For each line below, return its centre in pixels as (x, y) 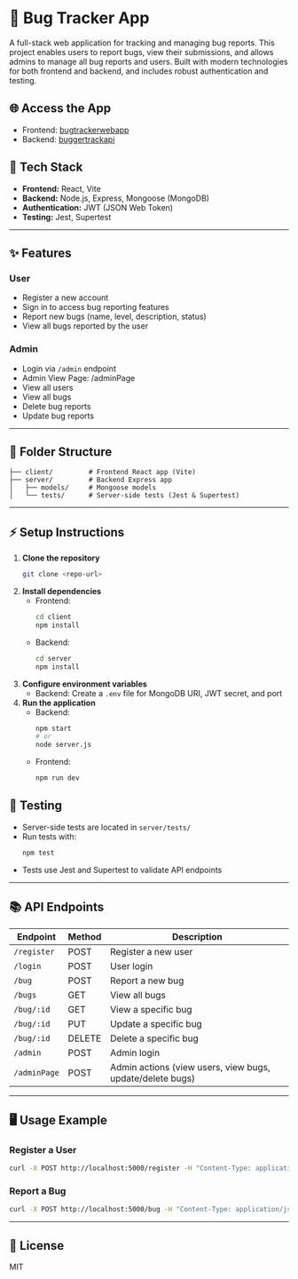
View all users (47, 387)
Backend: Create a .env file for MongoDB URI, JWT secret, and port (159, 693)
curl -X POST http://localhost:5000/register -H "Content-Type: (130, 1168)
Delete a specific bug (154, 1038)
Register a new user (152, 951)
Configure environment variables (85, 684)
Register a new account (65, 298)
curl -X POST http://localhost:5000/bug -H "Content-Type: (121, 1210)
